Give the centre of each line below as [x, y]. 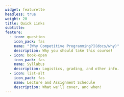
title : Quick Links [25, 23]
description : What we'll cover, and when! [58, 87]
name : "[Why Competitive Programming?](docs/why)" [67, 46]
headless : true [21, 14]
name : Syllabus [29, 64]
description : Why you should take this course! [63, 50]
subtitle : [15, 28]
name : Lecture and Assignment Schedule [55, 82]
